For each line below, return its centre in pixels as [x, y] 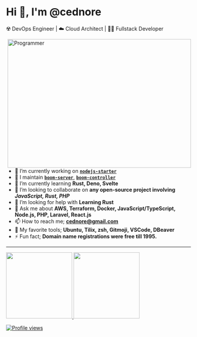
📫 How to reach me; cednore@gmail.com [66, 221]
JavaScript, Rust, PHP [42, 196]
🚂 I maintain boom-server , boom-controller [65, 177]
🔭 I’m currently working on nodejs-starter [66, 171]
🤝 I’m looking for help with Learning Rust [64, 202]
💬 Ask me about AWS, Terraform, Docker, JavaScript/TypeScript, [95, 208]
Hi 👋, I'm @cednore [54, 12]
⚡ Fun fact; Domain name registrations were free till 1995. [86, 236]
